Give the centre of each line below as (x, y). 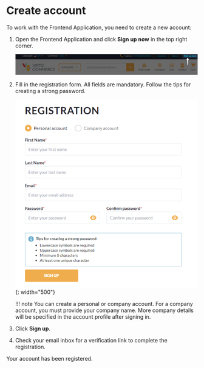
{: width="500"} (35, 292)
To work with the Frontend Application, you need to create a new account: (99, 27)
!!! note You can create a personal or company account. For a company (104, 304)
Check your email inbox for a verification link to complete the (91, 340)
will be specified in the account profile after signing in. (83, 316)
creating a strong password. (50, 91)
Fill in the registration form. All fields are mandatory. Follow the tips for (103, 84)
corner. (24, 46)
